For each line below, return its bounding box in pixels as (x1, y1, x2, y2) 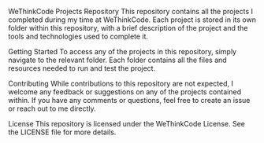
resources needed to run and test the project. (8, 64, 156, 73)
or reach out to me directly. (8, 104, 96, 113)
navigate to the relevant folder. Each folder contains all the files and (8, 55, 227, 64)
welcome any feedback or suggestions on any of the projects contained (8, 87, 242, 97)
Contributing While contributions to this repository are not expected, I (8, 79, 234, 88)
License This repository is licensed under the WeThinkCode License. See (8, 119, 246, 128)
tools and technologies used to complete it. (8, 31, 148, 41)
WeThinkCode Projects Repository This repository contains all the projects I (8, 7, 254, 16)
